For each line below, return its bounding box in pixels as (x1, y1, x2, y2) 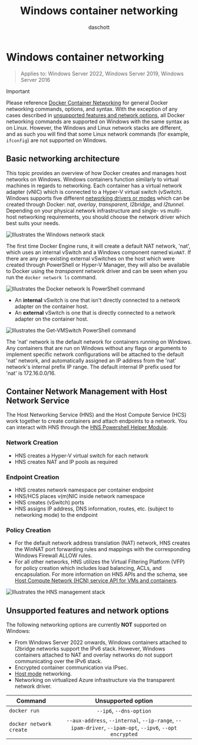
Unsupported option (95, 697, 153, 705)
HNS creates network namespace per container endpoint (14, 486, 154, 493)
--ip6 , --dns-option (96, 707, 151, 715)
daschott (88, 24, 110, 31)
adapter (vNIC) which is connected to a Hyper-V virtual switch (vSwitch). (6, 188, 183, 195)
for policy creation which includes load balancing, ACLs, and (14, 565, 162, 572)
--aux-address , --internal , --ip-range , (66, 716, 174, 724)
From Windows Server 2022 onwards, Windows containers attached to (14, 639, 187, 646)
